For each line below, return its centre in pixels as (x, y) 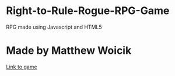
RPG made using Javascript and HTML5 (54, 27)
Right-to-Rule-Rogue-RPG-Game (88, 11)
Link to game (22, 67)
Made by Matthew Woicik (69, 51)
